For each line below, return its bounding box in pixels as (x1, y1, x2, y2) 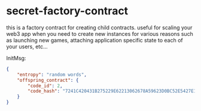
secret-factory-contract (6, 4, 129, 18)
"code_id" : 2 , (28, 82, 63, 89)
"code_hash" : (28, 88, 60, 94)
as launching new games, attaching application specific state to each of (6, 36, 184, 44)
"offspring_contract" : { (17, 77, 79, 83)
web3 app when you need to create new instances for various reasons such (6, 30, 193, 37)
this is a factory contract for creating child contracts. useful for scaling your (6, 24, 193, 31)
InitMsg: (6, 54, 26, 61)
